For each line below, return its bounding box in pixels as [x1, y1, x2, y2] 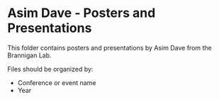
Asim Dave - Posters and [7, 5, 156, 21]
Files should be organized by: [7, 65, 94, 73]
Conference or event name [17, 78, 96, 87]
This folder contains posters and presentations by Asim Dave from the [7, 43, 213, 52]
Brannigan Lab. [7, 51, 52, 60]
